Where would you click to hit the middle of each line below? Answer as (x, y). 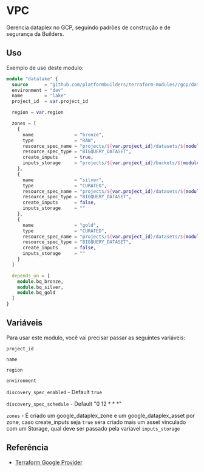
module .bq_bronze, (40, 281)
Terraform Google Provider (49, 462)
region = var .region (38, 113)
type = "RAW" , (59, 141)
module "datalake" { (32, 79)
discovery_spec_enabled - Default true (54, 392)
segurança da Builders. (35, 33)
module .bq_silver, (40, 287)
